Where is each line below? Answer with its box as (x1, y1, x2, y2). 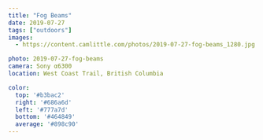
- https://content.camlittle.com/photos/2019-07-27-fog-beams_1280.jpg (15, 41, 256, 49)
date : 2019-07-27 (8, 19, 65, 27)
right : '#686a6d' (15, 98, 72, 106)
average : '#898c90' (15, 120, 80, 128)
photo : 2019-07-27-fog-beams (8, 55, 104, 63)
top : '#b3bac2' (15, 91, 65, 99)
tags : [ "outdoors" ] (8, 26, 72, 34)
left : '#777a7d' (15, 105, 69, 114)
